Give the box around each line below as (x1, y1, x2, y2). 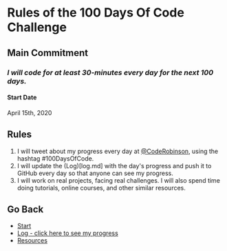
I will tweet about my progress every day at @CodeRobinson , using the (17, 147, 219, 155)
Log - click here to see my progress (17, 229, 118, 237)
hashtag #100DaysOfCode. (17, 154, 94, 163)
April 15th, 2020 (7, 108, 52, 117)
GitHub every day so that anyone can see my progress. (17, 169, 173, 177)
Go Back (7, 203, 44, 215)
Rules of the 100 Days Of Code (7, 5, 184, 21)
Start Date (7, 93, 37, 101)
